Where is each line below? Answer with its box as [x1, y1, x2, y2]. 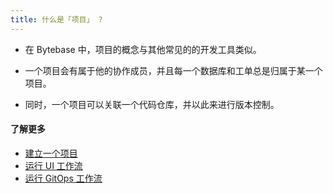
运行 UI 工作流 [24, 159, 83, 171]
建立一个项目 [24, 147, 78, 159]
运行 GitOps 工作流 [24, 172, 103, 184]
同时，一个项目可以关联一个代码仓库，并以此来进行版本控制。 [24, 98, 280, 110]
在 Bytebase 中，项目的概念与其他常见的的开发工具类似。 [24, 43, 262, 55]
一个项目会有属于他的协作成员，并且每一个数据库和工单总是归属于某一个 [24, 64, 323, 76]
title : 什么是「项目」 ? [10, 14, 103, 25]
